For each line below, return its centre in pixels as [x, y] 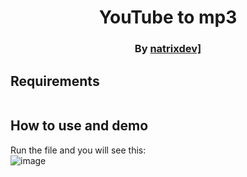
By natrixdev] [168, 49]
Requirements [55, 81]
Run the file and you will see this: [78, 150]
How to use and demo [79, 126]
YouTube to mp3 [168, 17]
